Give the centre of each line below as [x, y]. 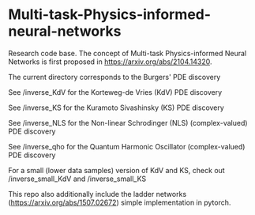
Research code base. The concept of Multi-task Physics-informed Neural [127, 53]
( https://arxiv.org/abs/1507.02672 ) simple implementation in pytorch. [120, 202]
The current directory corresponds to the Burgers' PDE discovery [114, 77]
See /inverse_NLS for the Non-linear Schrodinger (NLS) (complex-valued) [128, 123]
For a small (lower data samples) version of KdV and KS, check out [116, 170]
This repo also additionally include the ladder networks [97, 194]
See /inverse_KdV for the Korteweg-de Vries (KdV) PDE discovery [115, 92]
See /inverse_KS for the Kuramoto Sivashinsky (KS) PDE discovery [116, 107]
